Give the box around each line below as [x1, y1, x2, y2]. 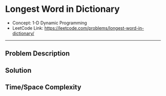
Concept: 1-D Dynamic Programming [12, 20, 87, 26]
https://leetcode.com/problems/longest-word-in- [44, 25, 144, 31]
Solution [5, 66, 32, 75]
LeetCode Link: [12, 25, 43, 31]
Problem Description [5, 49, 70, 58]
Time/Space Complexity [5, 83, 82, 92]
